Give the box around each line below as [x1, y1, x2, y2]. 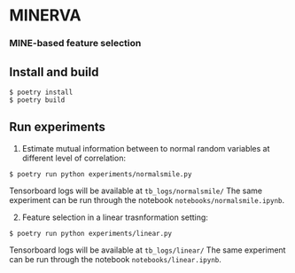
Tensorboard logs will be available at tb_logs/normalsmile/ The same [9, 185, 263, 196]
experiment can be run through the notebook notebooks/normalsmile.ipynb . [9, 194, 285, 205]
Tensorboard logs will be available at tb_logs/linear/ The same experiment [9, 245, 286, 255]
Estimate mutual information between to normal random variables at [21, 143, 270, 153]
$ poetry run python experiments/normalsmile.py [9, 169, 192, 178]
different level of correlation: [21, 152, 127, 163]
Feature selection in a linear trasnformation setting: [21, 212, 208, 222]
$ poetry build [9, 95, 66, 105]
